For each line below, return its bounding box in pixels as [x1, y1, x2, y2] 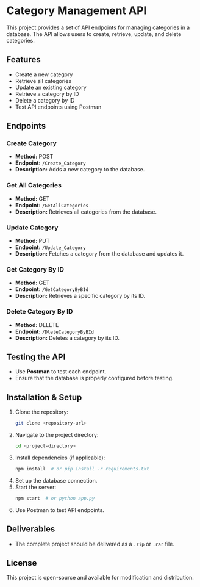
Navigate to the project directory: [15, 431, 99, 439]
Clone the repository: [15, 408, 69, 416]
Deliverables [6, 524, 55, 535]
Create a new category [15, 71, 73, 78]
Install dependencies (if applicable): [15, 454, 105, 461]
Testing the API [6, 352, 66, 362]
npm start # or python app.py [15, 495, 95, 501]
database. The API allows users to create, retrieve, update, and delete [6, 30, 182, 37]
